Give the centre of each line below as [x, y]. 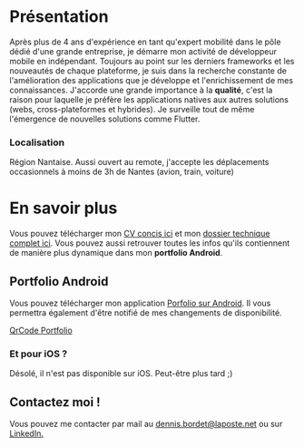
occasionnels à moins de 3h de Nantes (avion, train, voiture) [122, 172]
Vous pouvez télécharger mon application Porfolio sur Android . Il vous [140, 303]
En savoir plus [64, 208]
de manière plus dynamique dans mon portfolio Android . [116, 253]
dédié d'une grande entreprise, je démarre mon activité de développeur [143, 51]
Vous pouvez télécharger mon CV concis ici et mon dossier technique [140, 234]
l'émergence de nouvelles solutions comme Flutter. [105, 119]
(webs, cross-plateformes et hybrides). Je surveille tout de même [132, 109]
